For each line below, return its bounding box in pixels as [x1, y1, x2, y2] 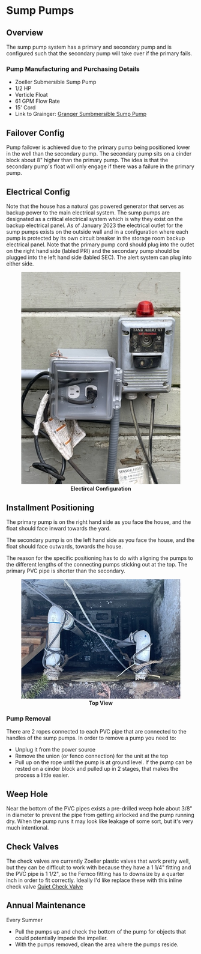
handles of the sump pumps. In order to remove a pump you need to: [6, 734, 176, 742]
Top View [89, 699, 113, 706]
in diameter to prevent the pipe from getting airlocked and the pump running [6, 812, 195, 819]
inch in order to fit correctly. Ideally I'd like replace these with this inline [6, 877, 182, 884]
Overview [6, 28, 44, 38]
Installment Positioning [6, 502, 95, 512]
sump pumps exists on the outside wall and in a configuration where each [6, 228, 188, 235]
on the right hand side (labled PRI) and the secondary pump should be [6, 247, 180, 254]
